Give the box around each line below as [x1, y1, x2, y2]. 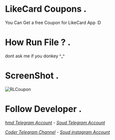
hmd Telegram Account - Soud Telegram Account [5, 119, 105, 125]
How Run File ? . [5, 37, 71, 48]
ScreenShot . [5, 70, 59, 81]
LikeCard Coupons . [5, 3, 87, 15]
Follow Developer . [5, 104, 82, 115]
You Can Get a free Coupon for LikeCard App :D [5, 20, 101, 25]
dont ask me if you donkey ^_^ [5, 53, 65, 59]
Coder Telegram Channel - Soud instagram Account [5, 129, 110, 135]
